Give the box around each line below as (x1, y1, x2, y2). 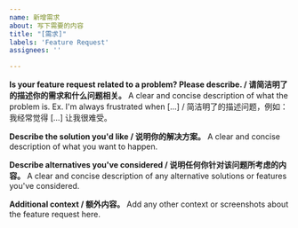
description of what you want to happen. (9, 141, 158, 152)
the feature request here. (9, 209, 101, 220)
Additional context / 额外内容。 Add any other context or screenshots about (9, 199, 289, 209)
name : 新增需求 (9, 12, 60, 22)
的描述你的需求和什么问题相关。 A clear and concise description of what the (9, 90, 289, 101)
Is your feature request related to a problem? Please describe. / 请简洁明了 (9, 79, 288, 90)
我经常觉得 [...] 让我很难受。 (9, 113, 113, 123)
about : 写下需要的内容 (9, 21, 85, 30)
